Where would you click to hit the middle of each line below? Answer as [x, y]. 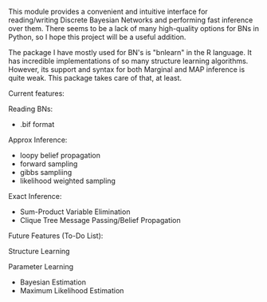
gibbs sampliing [46, 172]
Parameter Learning [41, 266]
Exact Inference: [35, 196]
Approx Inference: [38, 140]
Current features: [37, 93]
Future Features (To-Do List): [56, 236]
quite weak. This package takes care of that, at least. [95, 78]
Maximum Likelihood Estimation [72, 290]
